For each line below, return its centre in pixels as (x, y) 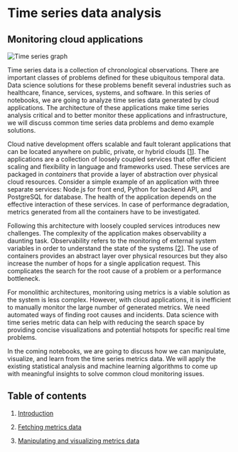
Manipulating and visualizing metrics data (79, 441)
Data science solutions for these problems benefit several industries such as (119, 85)
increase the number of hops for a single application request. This (104, 263)
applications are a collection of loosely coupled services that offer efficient (117, 159)
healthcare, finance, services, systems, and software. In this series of (109, 93)
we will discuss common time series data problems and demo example (111, 123)
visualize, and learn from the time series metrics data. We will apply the (112, 359)
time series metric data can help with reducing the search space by (106, 322)
